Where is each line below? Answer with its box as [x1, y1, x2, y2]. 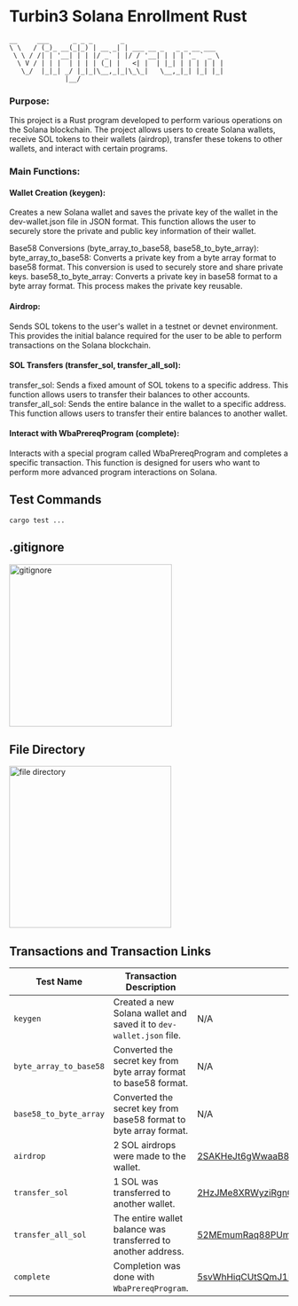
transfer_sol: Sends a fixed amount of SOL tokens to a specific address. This [9, 379, 289, 390]
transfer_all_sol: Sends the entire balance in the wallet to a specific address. [9, 398, 286, 409]
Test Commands [9, 492, 102, 507]
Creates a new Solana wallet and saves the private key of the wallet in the [9, 207, 278, 218]
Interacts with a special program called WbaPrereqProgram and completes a [9, 448, 288, 458]
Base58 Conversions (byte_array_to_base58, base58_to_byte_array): [9, 243, 260, 254]
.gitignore [9, 540, 65, 555]
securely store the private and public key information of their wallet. [9, 226, 257, 237]
